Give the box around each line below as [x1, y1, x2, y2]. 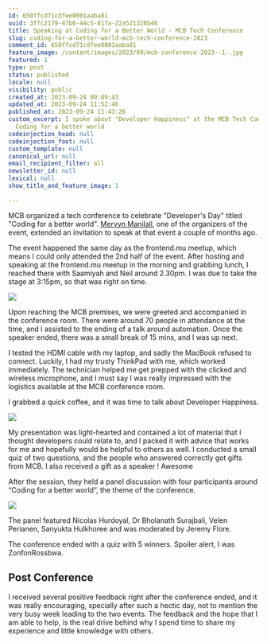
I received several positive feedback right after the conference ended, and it [8, 592, 257, 602]
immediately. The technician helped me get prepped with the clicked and [8, 364, 247, 374]
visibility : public [8, 85, 73, 94]
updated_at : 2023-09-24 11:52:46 [8, 100, 119, 108]
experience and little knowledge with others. [8, 625, 153, 635]
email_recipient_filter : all [8, 160, 105, 168]
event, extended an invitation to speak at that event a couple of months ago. [8, 228, 257, 237]
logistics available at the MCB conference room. [8, 381, 165, 391]
